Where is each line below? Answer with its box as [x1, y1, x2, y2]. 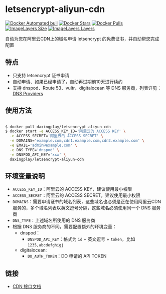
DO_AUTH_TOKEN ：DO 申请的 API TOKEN [27, 253, 107, 259]
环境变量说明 [5, 172, 45, 180]
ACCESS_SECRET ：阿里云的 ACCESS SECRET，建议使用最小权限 [12, 192, 140, 198]
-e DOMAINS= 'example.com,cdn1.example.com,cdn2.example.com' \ [10, 138, 144, 143]
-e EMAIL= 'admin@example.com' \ [10, 143, 78, 148]
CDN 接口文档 [12, 283, 42, 289]
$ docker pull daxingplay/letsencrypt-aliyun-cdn [5, 124, 111, 129]
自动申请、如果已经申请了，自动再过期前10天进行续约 [12, 79, 123, 85]
